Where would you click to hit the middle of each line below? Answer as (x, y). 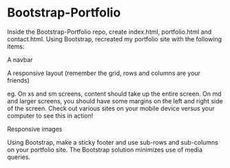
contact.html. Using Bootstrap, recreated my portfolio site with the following (115, 39)
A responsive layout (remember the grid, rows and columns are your (104, 73)
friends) (18, 80)
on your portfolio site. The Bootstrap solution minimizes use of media (105, 149)
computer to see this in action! (50, 116)
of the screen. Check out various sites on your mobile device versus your (111, 108)
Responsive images (35, 129)
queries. (19, 157)
